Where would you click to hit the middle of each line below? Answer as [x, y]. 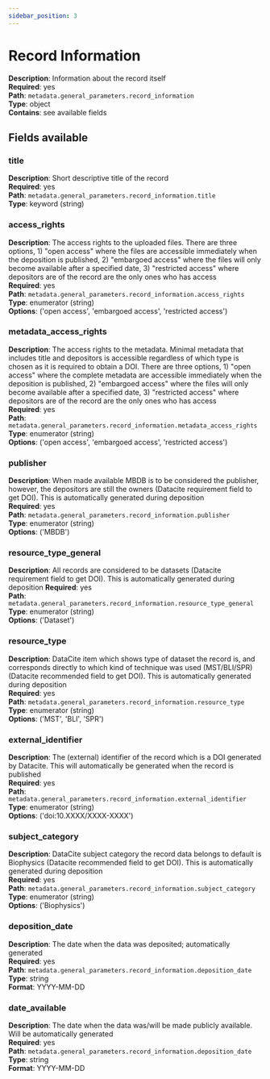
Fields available [48, 137]
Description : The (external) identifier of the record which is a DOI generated [135, 757]
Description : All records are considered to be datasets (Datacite [115, 570]
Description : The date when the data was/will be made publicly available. [130, 1025]
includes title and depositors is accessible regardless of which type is [124, 358]
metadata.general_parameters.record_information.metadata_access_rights [133, 425]
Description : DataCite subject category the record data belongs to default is [135, 854]
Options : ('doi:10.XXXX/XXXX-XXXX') [71, 816]
